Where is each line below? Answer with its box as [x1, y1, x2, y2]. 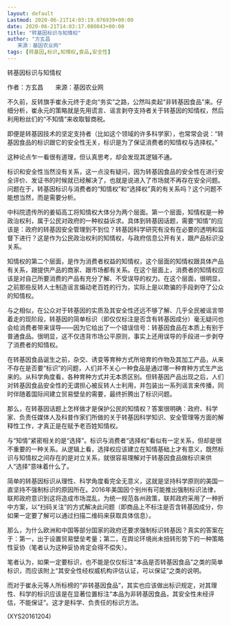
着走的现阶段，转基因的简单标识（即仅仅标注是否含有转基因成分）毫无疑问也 [7, 314, 224, 323]
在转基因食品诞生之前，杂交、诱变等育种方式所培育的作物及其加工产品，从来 [7, 355, 224, 363]
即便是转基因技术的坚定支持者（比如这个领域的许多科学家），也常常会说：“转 [7, 129, 224, 138]
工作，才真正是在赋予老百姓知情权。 [19, 421, 122, 430]
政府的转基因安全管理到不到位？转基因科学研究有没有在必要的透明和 [25, 225, 218, 233]
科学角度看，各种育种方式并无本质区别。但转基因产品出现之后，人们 [30, 372, 224, 381]
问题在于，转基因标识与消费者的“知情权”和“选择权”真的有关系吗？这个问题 [7, 184, 217, 193]
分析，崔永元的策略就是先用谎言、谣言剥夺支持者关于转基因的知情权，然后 [12, 106, 224, 114]
